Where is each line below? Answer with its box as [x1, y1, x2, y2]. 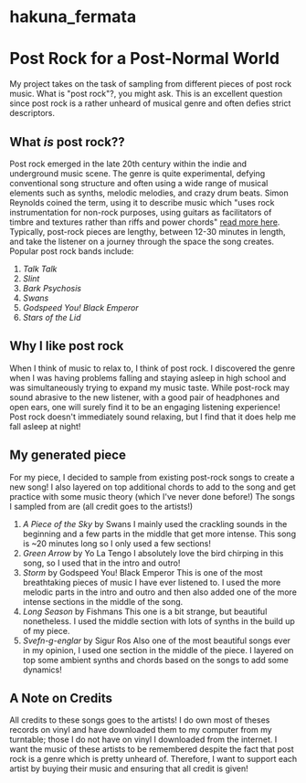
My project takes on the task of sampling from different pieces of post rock [9, 79, 292, 90]
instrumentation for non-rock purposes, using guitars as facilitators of [9, 206, 272, 217]
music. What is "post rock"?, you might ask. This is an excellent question [9, 89, 283, 100]
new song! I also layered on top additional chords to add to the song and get [9, 481, 297, 492]
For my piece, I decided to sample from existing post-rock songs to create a [9, 471, 295, 482]
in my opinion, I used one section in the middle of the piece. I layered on [22, 644, 294, 655]
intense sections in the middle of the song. [22, 596, 184, 607]
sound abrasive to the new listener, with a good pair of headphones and [9, 391, 280, 403]
